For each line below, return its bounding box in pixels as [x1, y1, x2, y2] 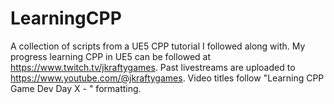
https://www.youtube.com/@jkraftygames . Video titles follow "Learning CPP [10, 72, 325, 84]
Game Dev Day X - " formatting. [10, 82, 142, 94]
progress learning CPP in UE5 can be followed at [10, 50, 212, 62]
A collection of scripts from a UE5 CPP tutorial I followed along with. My [10, 40, 306, 52]
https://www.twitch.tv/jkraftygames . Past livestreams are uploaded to [10, 61, 296, 73]
